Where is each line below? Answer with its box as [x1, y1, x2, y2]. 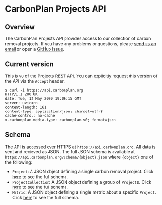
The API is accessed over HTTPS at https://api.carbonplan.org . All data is [5, 144, 156, 149]
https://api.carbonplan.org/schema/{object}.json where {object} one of [5, 154, 154, 160]
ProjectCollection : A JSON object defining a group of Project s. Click [12, 179, 152, 185]
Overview [5, 23, 35, 31]
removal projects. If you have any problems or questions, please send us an [5, 41, 156, 47]
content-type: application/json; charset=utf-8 [5, 109, 103, 114]
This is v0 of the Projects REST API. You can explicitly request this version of [5, 73, 158, 79]
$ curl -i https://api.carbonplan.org [5, 88, 83, 93]
